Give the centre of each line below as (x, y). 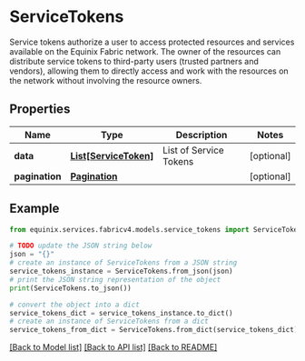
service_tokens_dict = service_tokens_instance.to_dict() (121, 313)
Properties (40, 110)
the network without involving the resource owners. (106, 80)
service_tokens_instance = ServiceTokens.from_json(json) (121, 271)
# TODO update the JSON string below (81, 246)
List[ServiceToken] (112, 155)
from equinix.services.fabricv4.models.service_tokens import (129, 229)
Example (34, 209)
